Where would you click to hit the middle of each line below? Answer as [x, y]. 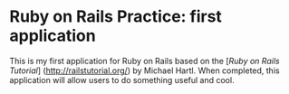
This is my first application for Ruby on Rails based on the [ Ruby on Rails [144, 61]
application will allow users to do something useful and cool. [122, 80]
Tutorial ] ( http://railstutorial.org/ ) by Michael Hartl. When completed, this [144, 70]
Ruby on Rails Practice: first [116, 17]
